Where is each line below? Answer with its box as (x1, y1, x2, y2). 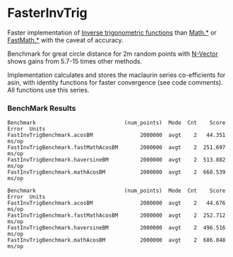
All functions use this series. (7, 85, 90, 94)
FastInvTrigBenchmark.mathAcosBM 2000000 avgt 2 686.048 (7, 237, 226, 244)
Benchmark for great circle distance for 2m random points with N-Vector (7, 49, 219, 58)
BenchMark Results (7, 103, 76, 113)
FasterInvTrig (7, 5, 88, 21)
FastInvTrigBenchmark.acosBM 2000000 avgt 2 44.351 (7, 132, 226, 139)
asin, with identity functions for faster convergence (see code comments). (7, 78, 224, 86)
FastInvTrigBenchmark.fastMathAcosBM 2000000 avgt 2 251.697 (7, 144, 226, 151)
